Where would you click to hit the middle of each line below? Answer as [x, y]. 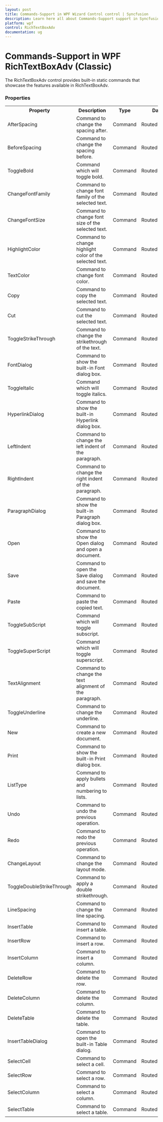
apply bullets [91, 779]
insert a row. [90, 944]
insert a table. [92, 930]
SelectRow [20, 1075]
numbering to [92, 791]
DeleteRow [20, 978]
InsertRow [19, 941]
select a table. [92, 1112]
